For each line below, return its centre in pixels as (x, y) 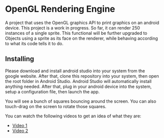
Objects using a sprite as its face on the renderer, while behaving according (82, 38)
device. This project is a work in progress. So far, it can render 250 (73, 28)
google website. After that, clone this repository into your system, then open (82, 76)
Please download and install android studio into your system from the (75, 71)
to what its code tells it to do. (34, 43)
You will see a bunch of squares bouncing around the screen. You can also (81, 101)
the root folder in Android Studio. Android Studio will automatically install (79, 81)
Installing (20, 59)
